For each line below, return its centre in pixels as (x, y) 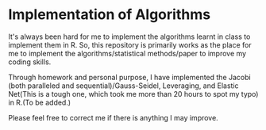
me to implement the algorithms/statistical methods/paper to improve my (127, 53)
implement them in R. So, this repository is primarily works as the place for (130, 44)
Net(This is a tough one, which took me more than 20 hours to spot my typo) (133, 94)
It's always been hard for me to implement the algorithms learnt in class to (129, 36)
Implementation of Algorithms (110, 15)
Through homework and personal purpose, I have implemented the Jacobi (130, 77)
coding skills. (30, 62)
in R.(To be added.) (40, 102)
